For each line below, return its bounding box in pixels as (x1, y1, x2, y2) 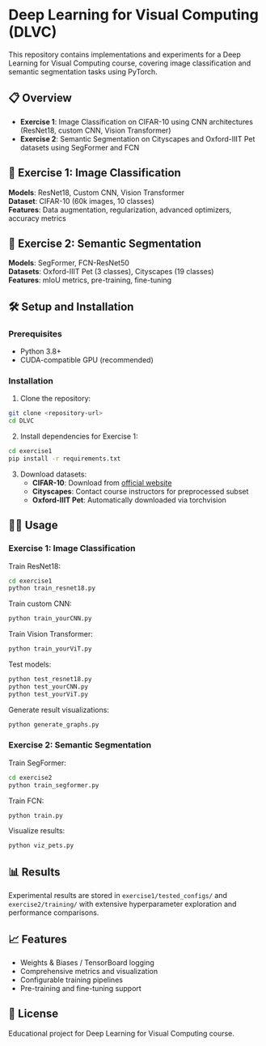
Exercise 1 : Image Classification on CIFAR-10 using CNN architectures (19, 116, 253, 126)
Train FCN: (8, 795, 44, 806)
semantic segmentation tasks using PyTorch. (8, 66, 158, 76)
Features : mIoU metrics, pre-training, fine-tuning (8, 275, 172, 285)
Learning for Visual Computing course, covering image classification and (8, 58, 251, 68)
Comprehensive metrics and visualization (19, 966, 158, 976)
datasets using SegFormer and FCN (19, 142, 140, 152)
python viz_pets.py (8, 841, 74, 850)
